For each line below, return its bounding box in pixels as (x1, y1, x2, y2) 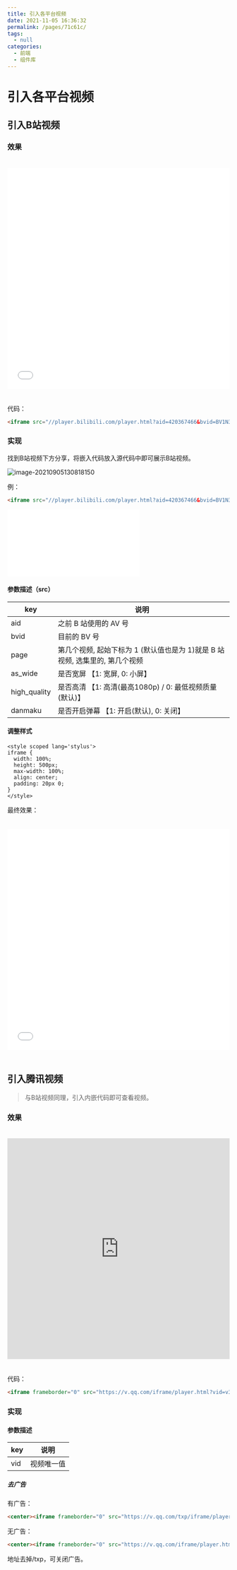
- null (13, 37, 33, 44)
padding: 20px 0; (13, 780, 65, 788)
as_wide (11, 668, 38, 678)
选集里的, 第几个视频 (75, 655, 143, 665)
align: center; (13, 774, 59, 781)
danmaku (11, 705, 42, 715)
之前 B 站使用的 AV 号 (57, 618, 129, 628)
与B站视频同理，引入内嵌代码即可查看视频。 (24, 1093, 153, 1102)
